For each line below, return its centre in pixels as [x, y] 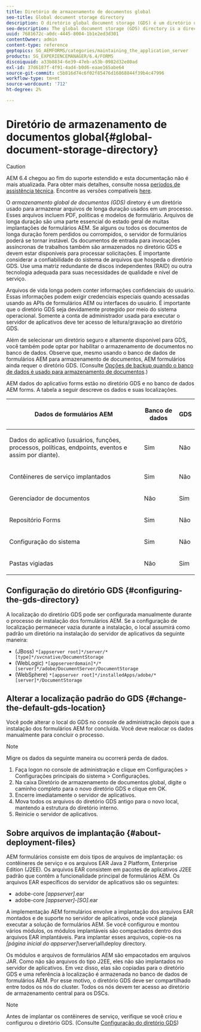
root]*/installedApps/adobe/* [119, 675]
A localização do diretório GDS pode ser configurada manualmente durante [99, 614]
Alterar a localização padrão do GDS [75, 698]
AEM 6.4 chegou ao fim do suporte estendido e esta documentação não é [97, 178]
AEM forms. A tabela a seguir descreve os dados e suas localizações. [92, 389]
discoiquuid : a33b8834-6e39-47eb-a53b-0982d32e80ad [72, 62]
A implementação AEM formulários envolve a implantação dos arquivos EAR [100, 912]
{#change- [166, 698]
